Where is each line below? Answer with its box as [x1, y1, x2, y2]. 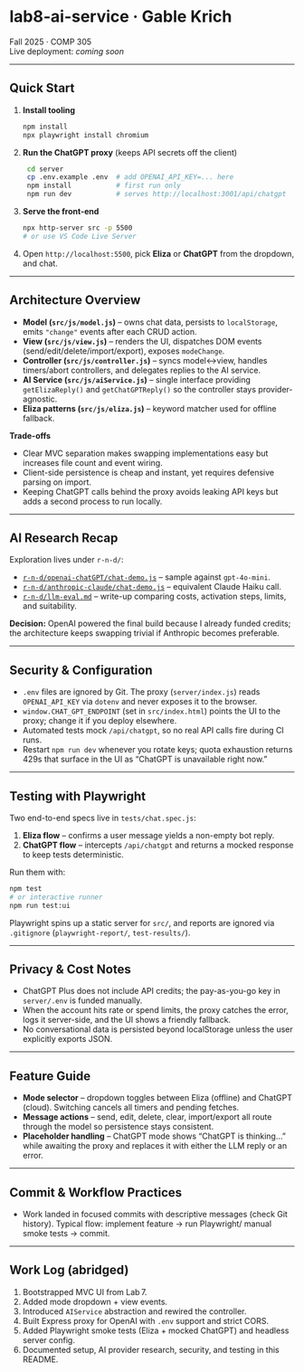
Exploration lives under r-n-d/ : [9, 554, 124, 565]
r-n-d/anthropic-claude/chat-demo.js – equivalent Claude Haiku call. [22, 582, 282, 592]
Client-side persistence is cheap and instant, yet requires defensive [22, 467, 274, 478]
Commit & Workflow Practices [9, 1185, 183, 1200]
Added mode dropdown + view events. [22, 1296, 168, 1307]
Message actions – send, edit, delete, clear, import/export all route [22, 1112, 272, 1122]
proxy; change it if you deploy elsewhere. [22, 715, 177, 726]
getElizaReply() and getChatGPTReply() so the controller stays [22, 383, 256, 394]
